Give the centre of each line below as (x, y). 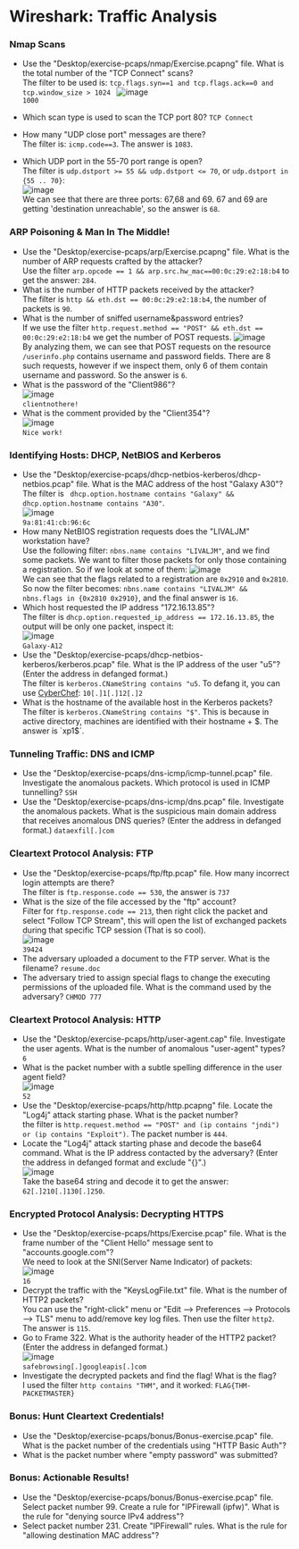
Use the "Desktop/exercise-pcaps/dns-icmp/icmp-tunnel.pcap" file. (147, 774)
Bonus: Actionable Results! (69, 1478)
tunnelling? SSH (50, 792)
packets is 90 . (47, 308)
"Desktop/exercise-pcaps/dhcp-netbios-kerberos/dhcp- (157, 474)
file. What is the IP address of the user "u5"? (199, 665)
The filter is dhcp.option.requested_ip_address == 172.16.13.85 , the (148, 617)
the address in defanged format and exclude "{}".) (114, 1162)
